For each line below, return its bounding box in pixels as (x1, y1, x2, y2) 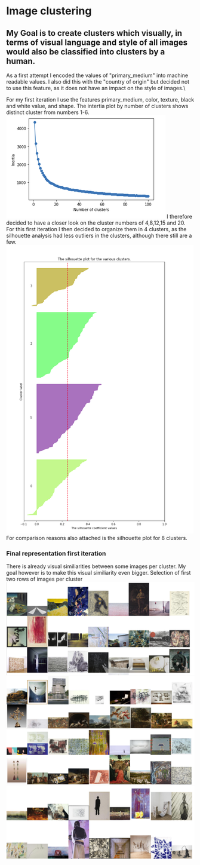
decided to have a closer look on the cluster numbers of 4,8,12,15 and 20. (6, 219, 186, 226)
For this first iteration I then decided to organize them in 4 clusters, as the (6, 226, 187, 232)
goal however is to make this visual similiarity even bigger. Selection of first (6, 569, 191, 576)
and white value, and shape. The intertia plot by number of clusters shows (6, 103, 189, 109)
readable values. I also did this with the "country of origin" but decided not (6, 78, 190, 85)
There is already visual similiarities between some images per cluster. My (6, 563, 186, 570)
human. (6, 56, 36, 66)
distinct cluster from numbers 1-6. (6, 109, 90, 116)
